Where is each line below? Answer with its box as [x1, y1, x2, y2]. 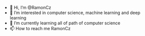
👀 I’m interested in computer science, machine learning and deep [9, 10, 141, 16]
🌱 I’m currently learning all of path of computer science [9, 20, 121, 26]
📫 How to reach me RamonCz [9, 26, 71, 31]
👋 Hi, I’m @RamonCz [9, 5, 52, 10]
